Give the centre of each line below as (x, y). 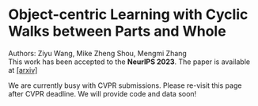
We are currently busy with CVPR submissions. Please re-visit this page (125, 85)
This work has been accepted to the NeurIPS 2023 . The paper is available (129, 62)
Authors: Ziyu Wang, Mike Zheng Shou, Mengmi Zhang (98, 53)
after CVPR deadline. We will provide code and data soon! (102, 93)
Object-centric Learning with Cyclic (128, 15)
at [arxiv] (23, 70)
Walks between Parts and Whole (118, 31)
